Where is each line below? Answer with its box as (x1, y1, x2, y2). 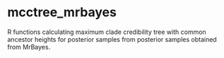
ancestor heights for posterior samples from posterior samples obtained (7, 35, 217, 43)
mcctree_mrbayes (7, 4, 117, 21)
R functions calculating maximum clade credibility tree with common (7, 28, 206, 36)
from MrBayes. (7, 42, 51, 51)
